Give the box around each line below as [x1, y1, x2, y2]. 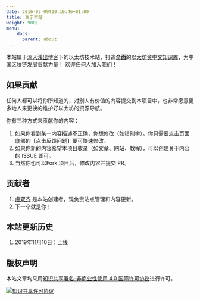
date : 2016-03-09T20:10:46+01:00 [6, 8, 89, 15]
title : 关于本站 [6, 14, 43, 20]
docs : [17, 31, 31, 37]
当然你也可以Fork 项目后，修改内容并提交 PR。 [14, 159, 130, 167]
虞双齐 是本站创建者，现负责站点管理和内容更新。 [14, 195, 137, 202]
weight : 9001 [6, 20, 39, 26]
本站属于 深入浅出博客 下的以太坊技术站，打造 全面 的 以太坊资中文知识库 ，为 [6, 54, 189, 60]
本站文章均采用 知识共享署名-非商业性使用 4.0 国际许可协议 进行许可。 [6, 275, 176, 282]
